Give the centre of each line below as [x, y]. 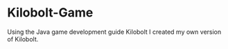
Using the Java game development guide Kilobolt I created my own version [114, 32]
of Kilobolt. [23, 39]
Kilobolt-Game [50, 13]
